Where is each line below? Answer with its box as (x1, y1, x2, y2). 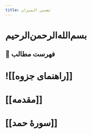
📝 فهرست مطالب (5, 50, 55, 59)
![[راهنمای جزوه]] (5, 70, 73, 82)
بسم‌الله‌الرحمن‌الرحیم (5, 29, 87, 41)
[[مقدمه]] (5, 94, 43, 105)
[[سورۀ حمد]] (5, 117, 58, 128)
